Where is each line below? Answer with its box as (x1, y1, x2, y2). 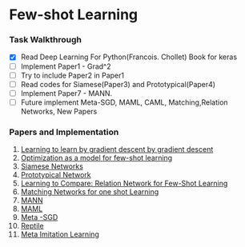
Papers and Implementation (9, 126, 119, 137)
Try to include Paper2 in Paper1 (20, 70, 125, 80)
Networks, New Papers (20, 106, 98, 116)
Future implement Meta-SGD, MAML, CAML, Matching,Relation (20, 98, 228, 107)
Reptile (20, 221, 44, 231)
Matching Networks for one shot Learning (20, 187, 159, 197)
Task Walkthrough (9, 34, 82, 46)
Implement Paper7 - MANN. (20, 88, 113, 98)
